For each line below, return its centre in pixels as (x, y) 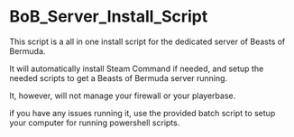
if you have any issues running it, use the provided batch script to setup (142, 113)
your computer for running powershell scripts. (95, 123)
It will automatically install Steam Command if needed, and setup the (137, 68)
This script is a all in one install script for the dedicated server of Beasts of (147, 41)
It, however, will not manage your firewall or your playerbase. (123, 96)
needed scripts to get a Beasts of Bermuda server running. (119, 78)
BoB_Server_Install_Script (109, 17)
